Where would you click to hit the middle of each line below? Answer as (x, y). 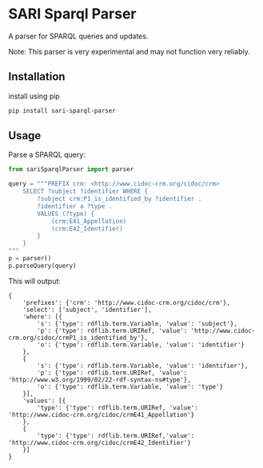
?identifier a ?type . (75, 206)
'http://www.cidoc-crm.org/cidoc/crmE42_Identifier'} (100, 442)
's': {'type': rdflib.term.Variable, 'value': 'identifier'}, (143, 366)
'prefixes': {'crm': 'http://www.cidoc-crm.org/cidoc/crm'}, (126, 302)
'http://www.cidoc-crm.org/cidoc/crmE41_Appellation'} (102, 414)
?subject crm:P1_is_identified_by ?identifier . (120, 199)
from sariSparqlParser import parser (71, 170)
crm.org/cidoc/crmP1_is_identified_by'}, (78, 338)
